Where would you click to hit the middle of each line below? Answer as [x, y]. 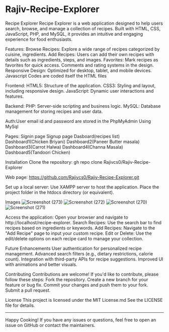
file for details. [20, 305]
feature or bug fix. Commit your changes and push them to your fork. [77, 285]
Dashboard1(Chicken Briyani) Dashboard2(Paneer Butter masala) [72, 142]
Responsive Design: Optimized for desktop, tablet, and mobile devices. [78, 70]
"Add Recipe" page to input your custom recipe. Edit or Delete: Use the [78, 233]
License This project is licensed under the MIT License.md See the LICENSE [84, 300]
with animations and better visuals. [41, 264]
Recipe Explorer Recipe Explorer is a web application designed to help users [84, 23]
